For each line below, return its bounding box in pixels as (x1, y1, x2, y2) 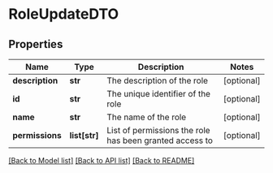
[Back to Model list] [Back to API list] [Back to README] (8, 156, 195, 165)
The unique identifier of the (106, 89, 211, 99)
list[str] (69, 130, 99, 141)
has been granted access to (106, 135, 214, 146)
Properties (8, 37, 63, 51)
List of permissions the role (106, 125, 210, 136)
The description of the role (106, 75, 209, 86)
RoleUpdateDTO (8, 5, 119, 24)
